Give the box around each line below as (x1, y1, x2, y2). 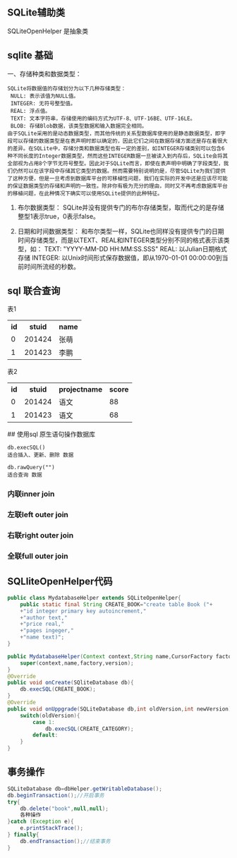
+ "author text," (20, 614, 68, 621)
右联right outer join (7, 531, 74, 540)
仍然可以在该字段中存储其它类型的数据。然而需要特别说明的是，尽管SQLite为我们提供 (12, 167, 226, 174)
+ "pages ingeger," (20, 627, 74, 634)
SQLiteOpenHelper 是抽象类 (7, 27, 89, 35)
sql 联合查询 (7, 285, 61, 297)
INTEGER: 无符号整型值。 (10, 99, 76, 107)
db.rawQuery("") (7, 464, 55, 471)
